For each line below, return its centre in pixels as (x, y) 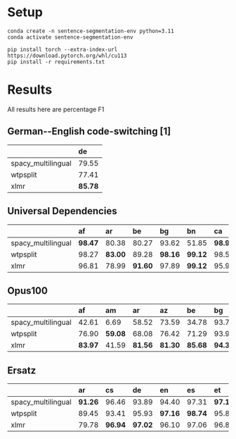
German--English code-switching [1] (89, 131)
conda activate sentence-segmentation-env (70, 37)
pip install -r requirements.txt (56, 62)
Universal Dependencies (62, 211)
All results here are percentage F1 (56, 109)
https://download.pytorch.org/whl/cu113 (67, 56)
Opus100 (27, 291)
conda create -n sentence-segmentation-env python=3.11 (91, 31)
